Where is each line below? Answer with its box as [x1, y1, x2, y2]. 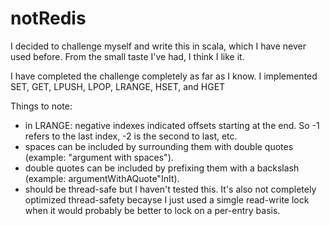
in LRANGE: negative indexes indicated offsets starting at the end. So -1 [24, 119, 320, 131]
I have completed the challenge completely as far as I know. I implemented [10, 70, 318, 82]
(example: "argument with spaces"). [24, 151, 174, 163]
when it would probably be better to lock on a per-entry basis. [24, 204, 281, 216]
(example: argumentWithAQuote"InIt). [24, 172, 180, 184]
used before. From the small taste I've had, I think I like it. [10, 50, 245, 62]
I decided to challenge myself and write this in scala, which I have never [10, 40, 307, 52]
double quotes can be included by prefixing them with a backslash [24, 162, 300, 174]
